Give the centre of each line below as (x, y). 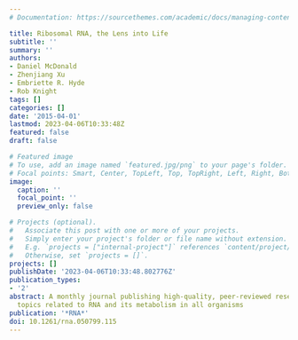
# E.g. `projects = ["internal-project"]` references (114, 247)
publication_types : (45, 281)
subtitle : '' (33, 42)
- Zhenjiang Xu (37, 75)
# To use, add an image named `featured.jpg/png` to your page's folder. (149, 165)
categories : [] (37, 107)
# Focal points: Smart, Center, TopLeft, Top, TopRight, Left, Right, (142, 173)
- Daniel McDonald (43, 67)
